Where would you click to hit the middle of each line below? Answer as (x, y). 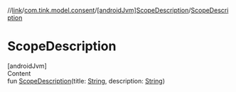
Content (19, 73)
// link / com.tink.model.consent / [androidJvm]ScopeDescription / (99, 10)
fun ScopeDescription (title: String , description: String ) (86, 81)
